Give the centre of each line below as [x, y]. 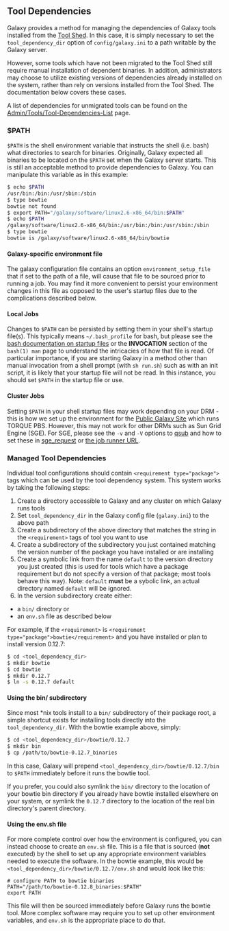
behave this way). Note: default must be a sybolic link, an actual [108, 581]
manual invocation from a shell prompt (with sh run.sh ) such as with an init [113, 366]
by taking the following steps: [49, 487]
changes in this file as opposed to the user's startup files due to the [102, 291]
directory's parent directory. [47, 808]
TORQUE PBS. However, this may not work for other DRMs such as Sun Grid [114, 425]
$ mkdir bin [24, 746]
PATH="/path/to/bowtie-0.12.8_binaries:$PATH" [75, 887]
